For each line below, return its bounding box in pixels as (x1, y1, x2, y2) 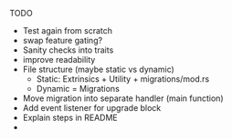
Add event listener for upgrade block (22, 103, 162, 113)
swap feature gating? (22, 35, 103, 45)
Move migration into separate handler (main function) (22, 93, 224, 104)
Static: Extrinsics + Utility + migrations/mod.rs (36, 74, 210, 84)
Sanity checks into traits (22, 45, 114, 55)
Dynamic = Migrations (36, 84, 121, 94)
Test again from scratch (22, 25, 112, 35)
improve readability (22, 55, 96, 65)
